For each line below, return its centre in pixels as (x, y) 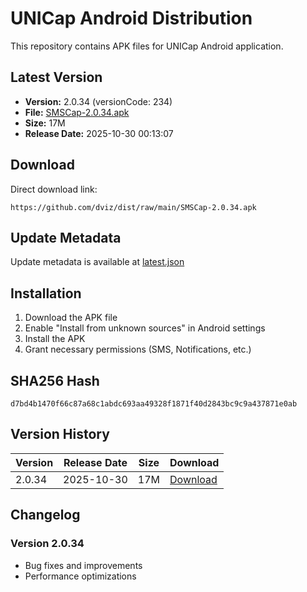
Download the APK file (71, 318)
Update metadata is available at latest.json (97, 262)
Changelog (45, 515)
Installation (46, 293)
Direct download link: (54, 189)
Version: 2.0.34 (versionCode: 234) (98, 101)
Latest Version (56, 77)
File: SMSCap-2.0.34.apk (77, 112)
